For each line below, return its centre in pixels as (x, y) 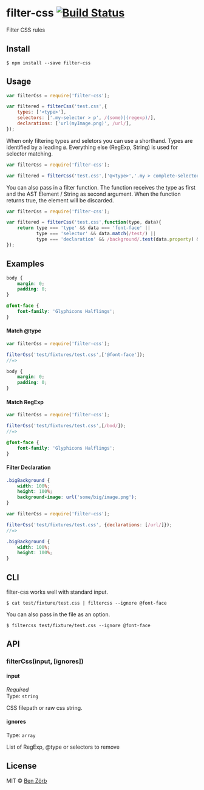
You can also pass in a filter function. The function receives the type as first (101, 187)
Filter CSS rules (26, 30)
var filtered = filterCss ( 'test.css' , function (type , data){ (84, 222)
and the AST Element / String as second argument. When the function (93, 194)
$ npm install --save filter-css (49, 63)
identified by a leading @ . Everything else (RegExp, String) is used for (92, 147)
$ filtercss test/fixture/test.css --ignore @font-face (78, 626)
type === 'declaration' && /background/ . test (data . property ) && (119, 239)
